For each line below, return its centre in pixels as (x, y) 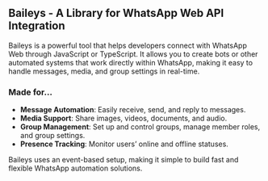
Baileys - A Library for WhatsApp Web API (116, 13)
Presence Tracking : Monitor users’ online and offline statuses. (124, 144)
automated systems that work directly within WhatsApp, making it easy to (130, 62)
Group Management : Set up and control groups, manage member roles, (140, 127)
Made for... (30, 92)
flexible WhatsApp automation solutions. (75, 168)
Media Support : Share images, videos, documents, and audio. (124, 118)
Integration (37, 26)
